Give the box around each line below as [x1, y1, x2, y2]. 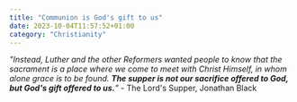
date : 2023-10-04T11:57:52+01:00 [9, 21, 135, 30]
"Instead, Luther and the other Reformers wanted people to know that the [9, 55, 283, 65]
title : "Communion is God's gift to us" [9, 13, 164, 22]
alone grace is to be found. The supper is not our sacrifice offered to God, [9, 73, 289, 84]
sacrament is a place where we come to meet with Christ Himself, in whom [9, 64, 288, 74]
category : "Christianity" [9, 30, 106, 38]
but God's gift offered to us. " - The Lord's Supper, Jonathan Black [9, 82, 257, 94]
